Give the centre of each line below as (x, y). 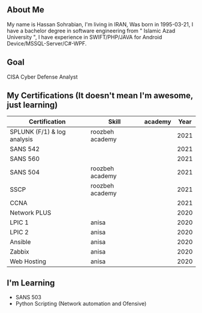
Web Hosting (28, 261)
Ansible (20, 242)
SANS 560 (25, 159)
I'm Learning (31, 283)
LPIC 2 (19, 232)
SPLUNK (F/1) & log (38, 132)
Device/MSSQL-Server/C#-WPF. (47, 43)
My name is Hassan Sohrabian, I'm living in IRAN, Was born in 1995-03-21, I (100, 24)
